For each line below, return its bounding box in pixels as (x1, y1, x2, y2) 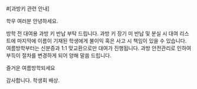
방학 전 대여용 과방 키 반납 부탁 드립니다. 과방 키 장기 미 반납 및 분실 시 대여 (6, 30, 179, 37)
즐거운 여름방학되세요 (6, 64, 55, 71)
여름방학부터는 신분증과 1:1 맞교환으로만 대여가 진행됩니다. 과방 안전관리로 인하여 (6, 44, 192, 52)
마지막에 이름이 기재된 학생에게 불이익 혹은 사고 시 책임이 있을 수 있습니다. (17, 37, 187, 44)
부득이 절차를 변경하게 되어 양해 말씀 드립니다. (6, 52, 112, 59)
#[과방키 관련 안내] (6, 5, 50, 12)
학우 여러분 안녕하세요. (6, 18, 58, 25)
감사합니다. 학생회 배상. (6, 77, 60, 84)
